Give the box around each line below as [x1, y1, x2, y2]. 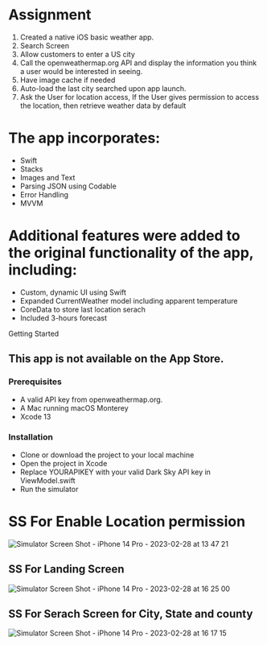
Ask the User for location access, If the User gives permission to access [19, 92, 260, 101]
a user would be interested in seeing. [19, 66, 143, 76]
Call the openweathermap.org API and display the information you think [19, 58, 257, 68]
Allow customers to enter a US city [19, 49, 135, 59]
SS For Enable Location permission [8, 512, 246, 531]
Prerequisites [8, 376, 62, 387]
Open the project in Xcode [19, 458, 108, 468]
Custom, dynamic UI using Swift [19, 287, 127, 297]
